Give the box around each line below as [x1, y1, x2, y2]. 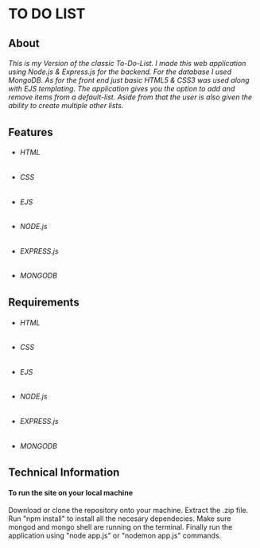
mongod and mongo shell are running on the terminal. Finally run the [8, 523, 233, 532]
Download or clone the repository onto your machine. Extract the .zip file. [8, 506, 249, 515]
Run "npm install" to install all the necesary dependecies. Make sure [8, 514, 231, 523]
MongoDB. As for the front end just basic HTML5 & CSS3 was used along [8, 76, 250, 85]
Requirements [8, 296, 80, 309]
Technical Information [8, 466, 120, 480]
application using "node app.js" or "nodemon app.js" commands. [8, 531, 222, 541]
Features [8, 125, 53, 139]
